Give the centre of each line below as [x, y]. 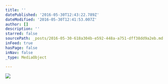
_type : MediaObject [26, 57]
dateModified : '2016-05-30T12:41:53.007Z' [51, 19]
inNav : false [19, 52]
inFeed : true [19, 43]
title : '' [16, 10]
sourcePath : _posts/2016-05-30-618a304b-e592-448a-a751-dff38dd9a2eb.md [84, 39]
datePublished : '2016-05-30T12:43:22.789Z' [52, 15]
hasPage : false [21, 48]
